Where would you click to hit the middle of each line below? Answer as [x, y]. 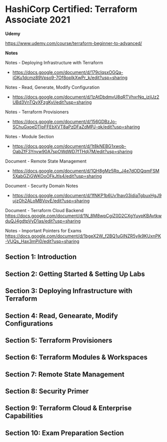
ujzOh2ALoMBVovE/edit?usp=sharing [51, 201]
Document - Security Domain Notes [42, 186]
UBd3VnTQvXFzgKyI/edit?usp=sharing [52, 102]
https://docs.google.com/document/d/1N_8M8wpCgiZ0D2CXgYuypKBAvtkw [83, 216]
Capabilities [24, 416]
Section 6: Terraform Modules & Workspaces [76, 357]
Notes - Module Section [30, 136]
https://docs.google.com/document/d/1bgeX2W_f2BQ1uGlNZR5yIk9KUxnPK [83, 236]
